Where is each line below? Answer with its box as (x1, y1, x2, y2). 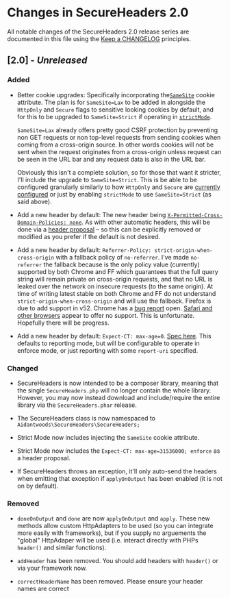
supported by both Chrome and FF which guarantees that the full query (16, 267, 219, 275)
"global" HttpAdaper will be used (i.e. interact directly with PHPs (16, 536, 199, 545)
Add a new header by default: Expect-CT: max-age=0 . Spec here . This (16, 332, 212, 340)
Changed (7, 363, 39, 373)
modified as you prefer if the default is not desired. (16, 232, 161, 240)
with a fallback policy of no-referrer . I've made (55, 253, 190, 261)
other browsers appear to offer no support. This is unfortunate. (16, 311, 195, 319)
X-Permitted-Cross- (167, 212, 223, 219)
